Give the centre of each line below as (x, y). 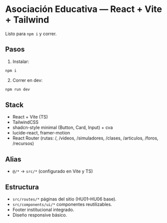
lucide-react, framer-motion (41, 133)
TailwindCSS (25, 122)
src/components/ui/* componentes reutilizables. (62, 204)
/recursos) (23, 143)
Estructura (22, 187)
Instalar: (21, 61)
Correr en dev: (27, 80)
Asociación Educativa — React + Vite (84, 9)
